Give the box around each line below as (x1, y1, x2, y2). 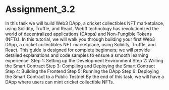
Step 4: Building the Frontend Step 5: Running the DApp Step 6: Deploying (5, 68, 159, 74)
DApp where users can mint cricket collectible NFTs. (5, 79, 115, 85)
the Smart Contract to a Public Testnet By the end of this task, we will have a (5, 73, 164, 79)
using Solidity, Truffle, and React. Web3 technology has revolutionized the (5, 25, 159, 31)
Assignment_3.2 (5, 4, 76, 15)
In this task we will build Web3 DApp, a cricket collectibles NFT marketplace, (5, 20, 164, 26)
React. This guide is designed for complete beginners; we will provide (5, 47, 150, 53)
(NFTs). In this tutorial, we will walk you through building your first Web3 (5, 36, 155, 42)
